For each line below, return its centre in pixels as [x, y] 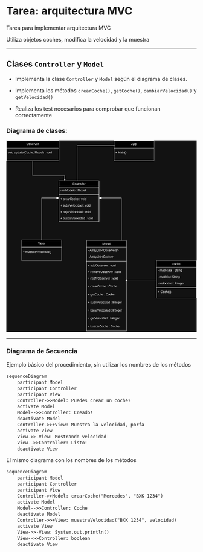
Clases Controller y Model [55, 64]
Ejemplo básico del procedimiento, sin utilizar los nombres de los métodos [99, 364]
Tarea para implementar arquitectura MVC [59, 28]
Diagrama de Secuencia [42, 351]
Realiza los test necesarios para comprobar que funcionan [88, 108]
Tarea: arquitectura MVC [69, 11]
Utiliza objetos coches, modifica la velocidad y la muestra [78, 39]
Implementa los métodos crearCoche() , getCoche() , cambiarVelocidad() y [106, 90]
